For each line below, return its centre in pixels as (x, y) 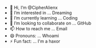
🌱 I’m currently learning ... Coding (44, 18)
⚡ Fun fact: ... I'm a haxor (35, 41)
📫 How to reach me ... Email (38, 29)
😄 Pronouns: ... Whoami (34, 36)
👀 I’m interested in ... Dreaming (41, 13)
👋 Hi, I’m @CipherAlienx (34, 8)
